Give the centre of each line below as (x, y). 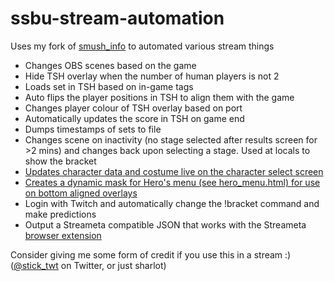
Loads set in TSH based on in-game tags (109, 86)
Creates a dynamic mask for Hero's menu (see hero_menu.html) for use (172, 182)
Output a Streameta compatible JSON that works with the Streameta (165, 224)
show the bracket (60, 161)
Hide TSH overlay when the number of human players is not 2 (152, 76)
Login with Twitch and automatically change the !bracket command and (172, 203)
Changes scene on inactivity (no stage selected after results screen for (171, 139)
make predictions (60, 214)
